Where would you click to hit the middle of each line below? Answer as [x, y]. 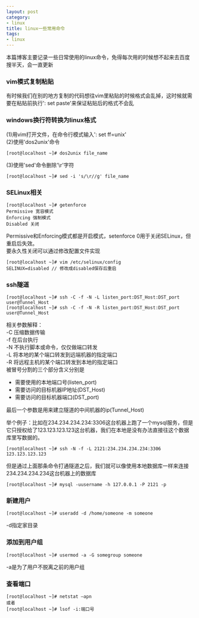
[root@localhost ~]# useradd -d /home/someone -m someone [80, 514]
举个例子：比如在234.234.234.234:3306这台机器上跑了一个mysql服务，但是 [100, 423]
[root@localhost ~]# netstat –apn [49, 597]
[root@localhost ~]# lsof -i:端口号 [50, 610]
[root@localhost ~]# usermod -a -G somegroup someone [74, 555]
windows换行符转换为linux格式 [51, 120]
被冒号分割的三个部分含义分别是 [45, 370]
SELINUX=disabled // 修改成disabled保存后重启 [61, 268]
